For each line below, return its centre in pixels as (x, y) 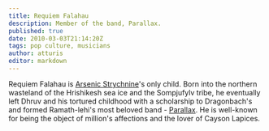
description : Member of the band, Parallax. (85, 23)
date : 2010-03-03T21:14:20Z (56, 38)
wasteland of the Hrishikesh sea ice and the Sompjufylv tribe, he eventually (134, 92)
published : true (36, 31)
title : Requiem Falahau (49, 16)
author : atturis (36, 53)
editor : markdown (38, 61)
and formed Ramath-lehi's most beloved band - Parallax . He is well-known (133, 109)
